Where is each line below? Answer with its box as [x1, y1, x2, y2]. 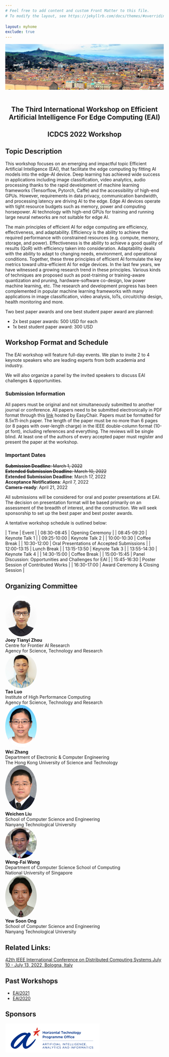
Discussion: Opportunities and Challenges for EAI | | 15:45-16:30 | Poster [5, 557, 156, 563]
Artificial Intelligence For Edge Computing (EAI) [9, 113, 160, 121]
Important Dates [5, 451, 46, 458]
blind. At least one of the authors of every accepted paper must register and [5, 434, 163, 440]
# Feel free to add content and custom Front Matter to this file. [5, 8, 150, 13]
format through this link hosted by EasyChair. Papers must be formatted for [5, 412, 161, 418]
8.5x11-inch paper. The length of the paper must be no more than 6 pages [5, 418, 158, 424]
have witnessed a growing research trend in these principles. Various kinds [5, 267, 161, 273]
